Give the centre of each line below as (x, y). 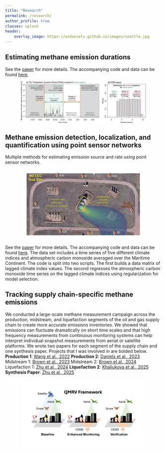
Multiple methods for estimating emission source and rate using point (76, 157)
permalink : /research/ (28, 16)
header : (13, 31)
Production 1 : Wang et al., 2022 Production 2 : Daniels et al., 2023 (73, 356)
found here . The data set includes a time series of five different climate (78, 252)
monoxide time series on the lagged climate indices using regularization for (82, 274)
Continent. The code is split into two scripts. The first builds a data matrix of (82, 263)
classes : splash (22, 26)
